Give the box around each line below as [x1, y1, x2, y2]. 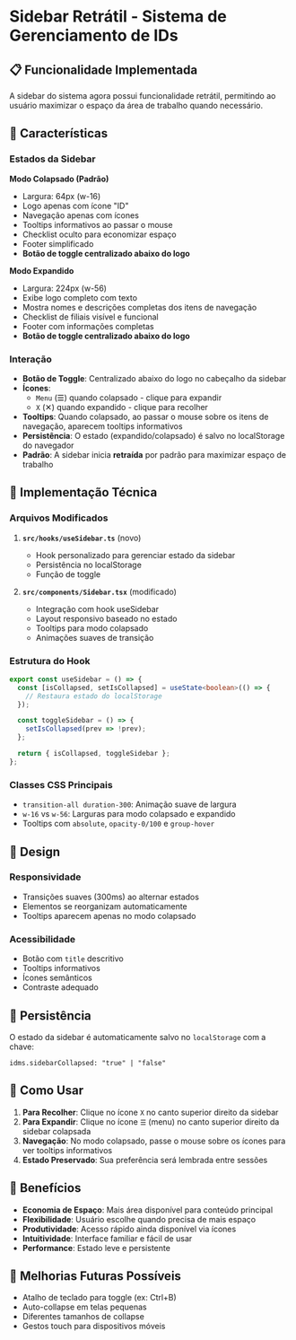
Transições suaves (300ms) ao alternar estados [22, 891, 200, 902]
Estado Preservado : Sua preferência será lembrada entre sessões [22, 1154, 268, 1165]
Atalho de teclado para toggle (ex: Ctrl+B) [22, 1292, 177, 1303]
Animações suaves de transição [35, 632, 154, 643]
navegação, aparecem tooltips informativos [22, 420, 183, 432]
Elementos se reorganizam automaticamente [22, 900, 188, 912]
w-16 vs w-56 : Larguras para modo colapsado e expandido [22, 809, 236, 819]
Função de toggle [35, 568, 101, 580]
